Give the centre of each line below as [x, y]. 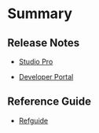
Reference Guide [49, 102]
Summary [40, 14]
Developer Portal [46, 77]
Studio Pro [36, 61]
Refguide [33, 120]
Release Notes [44, 43]
